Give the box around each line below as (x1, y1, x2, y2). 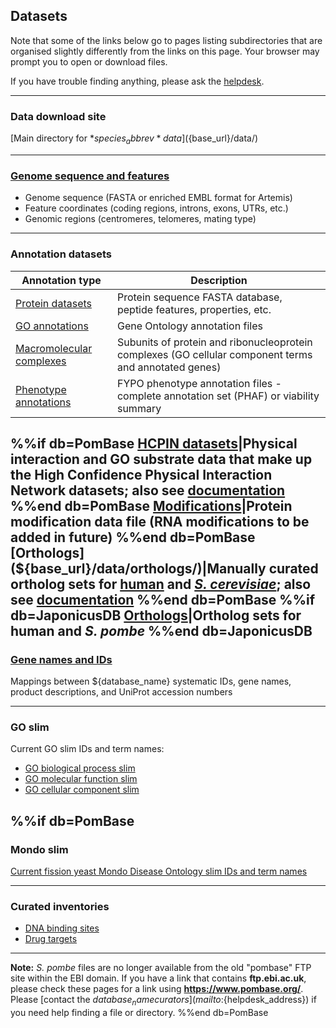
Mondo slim (10, 842, 69, 856)
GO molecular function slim (24, 773, 138, 785)
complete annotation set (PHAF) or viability (116, 389, 320, 403)
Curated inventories (10, 900, 110, 914)
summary (116, 401, 162, 415)
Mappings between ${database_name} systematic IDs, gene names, (10, 675, 292, 688)
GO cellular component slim (24, 784, 140, 796)
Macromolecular (15, 341, 93, 355)
